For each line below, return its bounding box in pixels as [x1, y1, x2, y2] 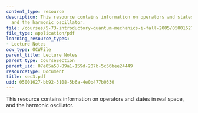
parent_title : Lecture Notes [6, 52, 78, 58]
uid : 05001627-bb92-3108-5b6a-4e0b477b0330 [6, 80, 115, 85]
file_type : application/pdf [6, 30, 75, 36]
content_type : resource [6, 8, 65, 15]
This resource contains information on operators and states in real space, [6, 95, 184, 102]
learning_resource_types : [6, 36, 70, 42]
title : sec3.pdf [6, 74, 46, 80]
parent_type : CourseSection [6, 57, 75, 63]
